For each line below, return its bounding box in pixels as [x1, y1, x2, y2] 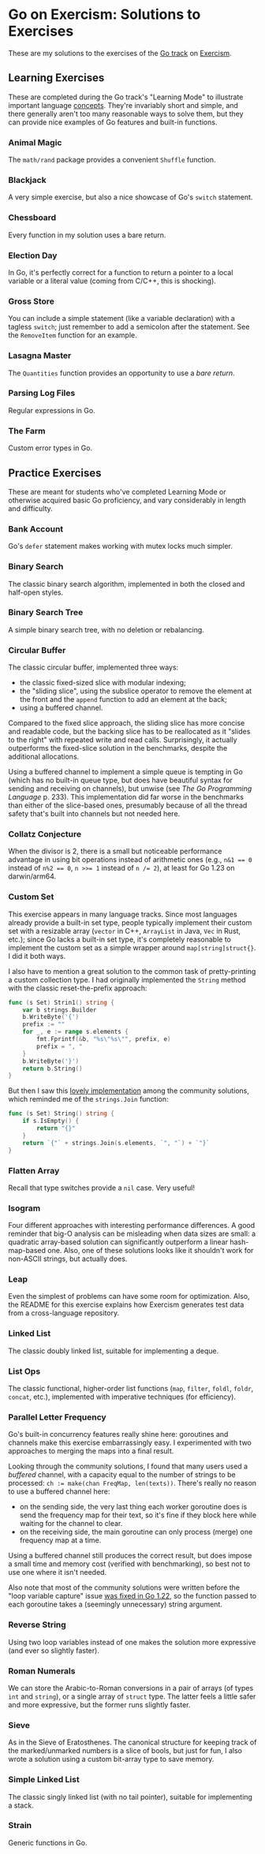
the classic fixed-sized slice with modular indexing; [19, 678, 187, 688]
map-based [8, 1246, 46, 1255]
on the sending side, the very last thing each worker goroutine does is [19, 1502, 248, 1512]
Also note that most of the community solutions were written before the [8, 1583, 241, 1592]
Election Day [8, 250, 58, 261]
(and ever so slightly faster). [8, 1646, 100, 1655]
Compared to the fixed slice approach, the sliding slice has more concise [8, 718, 245, 728]
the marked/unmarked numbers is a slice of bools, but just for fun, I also [8, 1746, 243, 1755]
